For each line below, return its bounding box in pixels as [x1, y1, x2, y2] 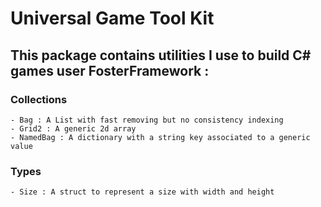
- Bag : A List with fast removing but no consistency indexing [10, 115, 284, 125]
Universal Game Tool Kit [10, 7, 215, 30]
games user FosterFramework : [10, 62, 210, 79]
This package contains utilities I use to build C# [10, 47, 312, 64]
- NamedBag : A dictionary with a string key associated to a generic [10, 132, 311, 142]
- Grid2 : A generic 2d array [10, 123, 137, 134]
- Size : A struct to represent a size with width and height [10, 187, 275, 197]
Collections [10, 92, 68, 106]
